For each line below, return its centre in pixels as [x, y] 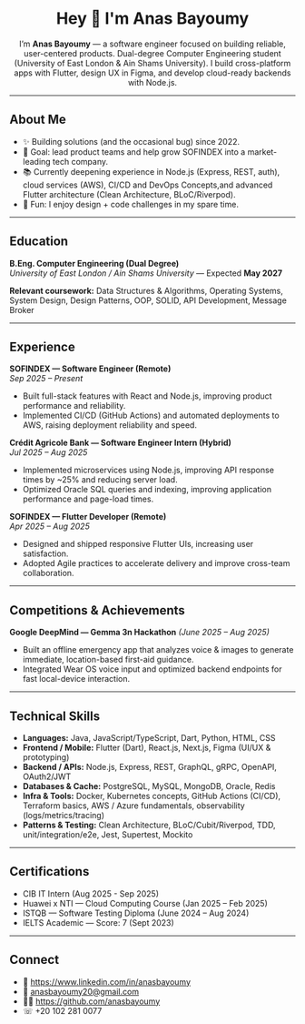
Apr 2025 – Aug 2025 [50, 526]
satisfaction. [45, 553]
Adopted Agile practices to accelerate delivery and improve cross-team [156, 563]
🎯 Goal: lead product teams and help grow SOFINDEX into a [134, 152]
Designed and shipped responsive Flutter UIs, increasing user [138, 544]
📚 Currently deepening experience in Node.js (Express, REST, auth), [151, 171]
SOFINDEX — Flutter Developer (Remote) [88, 517]
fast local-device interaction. [76, 679]
